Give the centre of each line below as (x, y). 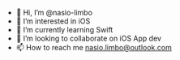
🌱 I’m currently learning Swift (64, 30)
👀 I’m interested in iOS (53, 21)
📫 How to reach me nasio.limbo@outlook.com (94, 47)
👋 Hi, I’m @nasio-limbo (54, 13)
